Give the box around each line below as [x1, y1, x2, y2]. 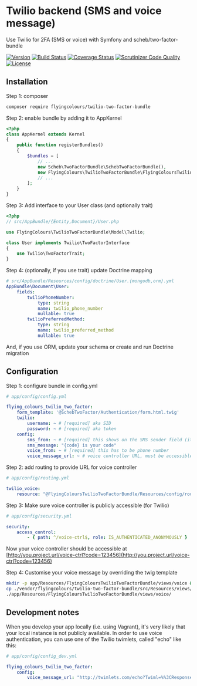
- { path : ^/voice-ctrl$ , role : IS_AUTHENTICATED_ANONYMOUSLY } [27, 535, 188, 540]
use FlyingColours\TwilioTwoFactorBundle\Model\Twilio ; [6, 229, 145, 235]
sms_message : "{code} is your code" [27, 442, 117, 448]
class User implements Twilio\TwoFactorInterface [6, 239, 130, 246]
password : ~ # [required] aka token [27, 425, 117, 432]
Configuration [6, 367, 59, 377]
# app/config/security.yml [6, 513, 72, 519]
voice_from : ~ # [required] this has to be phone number [27, 448, 169, 454]
